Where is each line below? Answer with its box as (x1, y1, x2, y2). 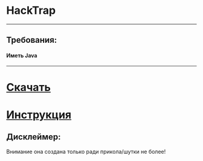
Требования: (6, 35, 57, 45)
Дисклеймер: (6, 132, 61, 142)
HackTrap (6, 4, 56, 17)
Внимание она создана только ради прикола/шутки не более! (6, 148, 166, 155)
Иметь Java (6, 52, 37, 59)
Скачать (6, 80, 51, 94)
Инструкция (6, 108, 71, 121)
